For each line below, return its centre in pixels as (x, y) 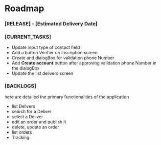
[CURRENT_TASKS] (28, 37)
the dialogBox (25, 68)
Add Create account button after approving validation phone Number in (84, 63)
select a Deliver (27, 116)
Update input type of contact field (46, 47)
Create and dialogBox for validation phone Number (63, 58)
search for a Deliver (32, 111)
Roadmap (24, 9)
